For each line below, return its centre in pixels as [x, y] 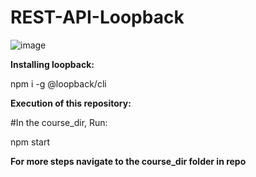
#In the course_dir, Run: [59, 122]
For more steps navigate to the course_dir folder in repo [128, 161]
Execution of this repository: [71, 103]
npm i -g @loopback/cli [58, 83]
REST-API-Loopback [97, 17]
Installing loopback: [52, 64]
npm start [30, 142]
